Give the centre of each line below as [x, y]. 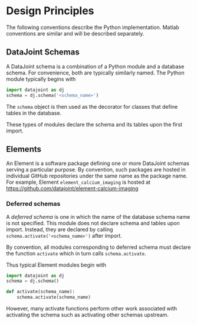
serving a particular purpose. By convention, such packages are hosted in [96, 170]
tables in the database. [34, 113]
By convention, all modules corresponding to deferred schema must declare [98, 247]
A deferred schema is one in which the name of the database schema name [98, 216]
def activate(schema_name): [41, 292]
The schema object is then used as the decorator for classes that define [92, 106]
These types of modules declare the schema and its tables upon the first [94, 124]
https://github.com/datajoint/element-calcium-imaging [72, 189]
